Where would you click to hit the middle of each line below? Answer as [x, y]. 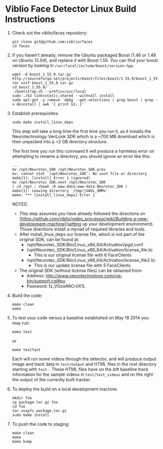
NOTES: [20, 204]
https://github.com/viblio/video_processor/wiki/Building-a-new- [85, 218]
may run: [21, 323]
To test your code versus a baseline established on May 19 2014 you [80, 317]
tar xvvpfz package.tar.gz [39, 410]
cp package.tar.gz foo [35, 402]
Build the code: [27, 295]
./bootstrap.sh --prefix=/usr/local [49, 91]
